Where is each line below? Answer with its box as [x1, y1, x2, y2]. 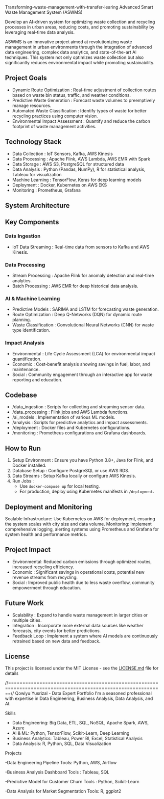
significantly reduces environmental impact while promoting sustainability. [5, 60, 155, 65]
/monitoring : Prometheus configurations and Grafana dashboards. [12, 430, 147, 436]
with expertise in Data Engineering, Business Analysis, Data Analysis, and [5, 695, 153, 701]
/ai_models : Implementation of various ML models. [12, 414, 116, 420]
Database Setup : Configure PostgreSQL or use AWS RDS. [12, 468, 130, 474]
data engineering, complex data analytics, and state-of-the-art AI [5, 49, 137, 55]
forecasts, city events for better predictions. [12, 628, 101, 634]
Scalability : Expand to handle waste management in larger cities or [12, 612, 148, 618]
